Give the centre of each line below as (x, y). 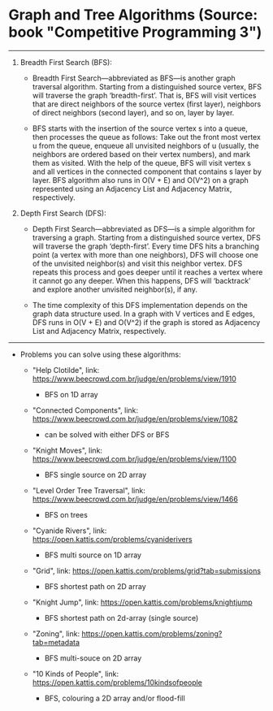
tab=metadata (56, 642)
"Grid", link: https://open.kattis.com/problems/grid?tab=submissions (147, 570)
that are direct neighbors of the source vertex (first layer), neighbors (147, 104)
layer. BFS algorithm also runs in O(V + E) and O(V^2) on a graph (141, 180)
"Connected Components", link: (85, 410)
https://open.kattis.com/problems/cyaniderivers (112, 539)
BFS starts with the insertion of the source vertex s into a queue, (140, 128)
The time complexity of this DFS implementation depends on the (140, 305)
